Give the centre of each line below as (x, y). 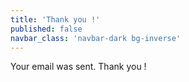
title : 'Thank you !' (55, 19)
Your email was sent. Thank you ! (78, 67)
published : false (46, 29)
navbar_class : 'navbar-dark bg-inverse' (96, 38)
